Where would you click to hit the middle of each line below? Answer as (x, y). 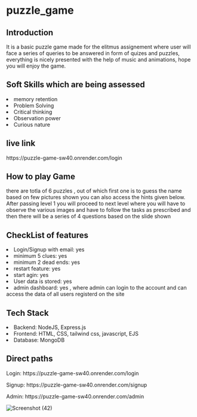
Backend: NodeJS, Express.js (50, 327)
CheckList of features (47, 235)
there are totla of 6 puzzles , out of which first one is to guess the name (94, 191)
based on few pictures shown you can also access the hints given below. (96, 197)
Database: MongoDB (39, 340)
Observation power (37, 118)
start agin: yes (31, 275)
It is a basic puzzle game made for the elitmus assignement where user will (98, 47)
